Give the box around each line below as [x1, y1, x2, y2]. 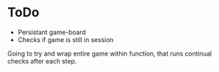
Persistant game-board [17, 28, 86, 36]
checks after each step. [7, 56, 77, 65]
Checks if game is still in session [17, 35, 114, 43]
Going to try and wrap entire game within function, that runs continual [7, 49, 213, 58]
